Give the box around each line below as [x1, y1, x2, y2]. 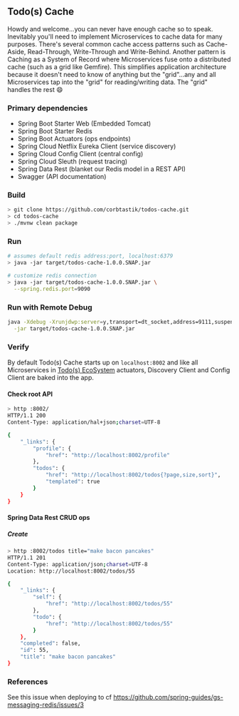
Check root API [7, 389, 53, 398]
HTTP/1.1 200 [7, 412, 46, 419]
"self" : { [33, 593, 62, 601]
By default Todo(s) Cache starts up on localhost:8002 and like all [7, 358, 198, 367]
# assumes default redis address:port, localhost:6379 [7, 252, 174, 260]
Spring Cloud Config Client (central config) [17, 150, 144, 158]
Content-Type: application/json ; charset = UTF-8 [7, 561, 148, 568]
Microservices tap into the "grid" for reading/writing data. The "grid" [7, 78, 208, 86]
